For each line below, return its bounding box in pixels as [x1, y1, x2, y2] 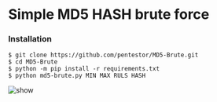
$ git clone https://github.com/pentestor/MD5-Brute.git [8, 51, 199, 60]
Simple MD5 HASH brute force [8, 5, 210, 24]
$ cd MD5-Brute [8, 58, 58, 66]
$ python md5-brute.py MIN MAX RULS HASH [8, 72, 146, 80]
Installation [8, 34, 53, 45]
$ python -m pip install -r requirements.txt [8, 65, 160, 73]
